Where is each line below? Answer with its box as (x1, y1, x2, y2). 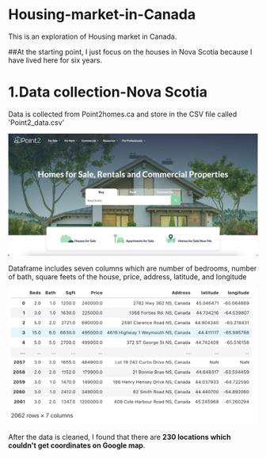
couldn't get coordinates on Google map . (8, 441, 146, 450)
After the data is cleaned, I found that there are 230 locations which (8, 433, 231, 442)
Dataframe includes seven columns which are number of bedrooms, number (8, 263, 257, 273)
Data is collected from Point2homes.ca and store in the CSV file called (8, 109, 237, 119)
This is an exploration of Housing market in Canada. (8, 32, 177, 41)
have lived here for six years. (8, 55, 103, 65)
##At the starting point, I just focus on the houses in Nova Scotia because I (8, 47, 253, 56)
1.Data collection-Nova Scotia (8, 83, 208, 101)
